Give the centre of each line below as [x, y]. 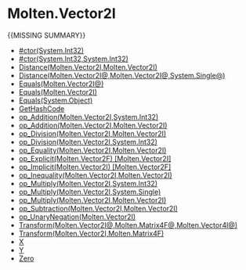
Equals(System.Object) [56, 100]
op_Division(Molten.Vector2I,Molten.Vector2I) [92, 133]
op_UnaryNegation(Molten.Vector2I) [77, 217]
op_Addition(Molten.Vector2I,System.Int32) [89, 117]
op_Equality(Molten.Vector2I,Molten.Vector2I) [92, 150]
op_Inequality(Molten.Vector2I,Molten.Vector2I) [96, 175]
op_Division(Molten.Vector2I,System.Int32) [88, 142]
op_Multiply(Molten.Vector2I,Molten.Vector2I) [92, 200]
